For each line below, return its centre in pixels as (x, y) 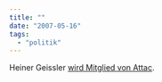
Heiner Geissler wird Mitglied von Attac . (82, 68)
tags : (19, 34)
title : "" (28, 17)
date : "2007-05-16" (45, 26)
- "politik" (40, 42)
